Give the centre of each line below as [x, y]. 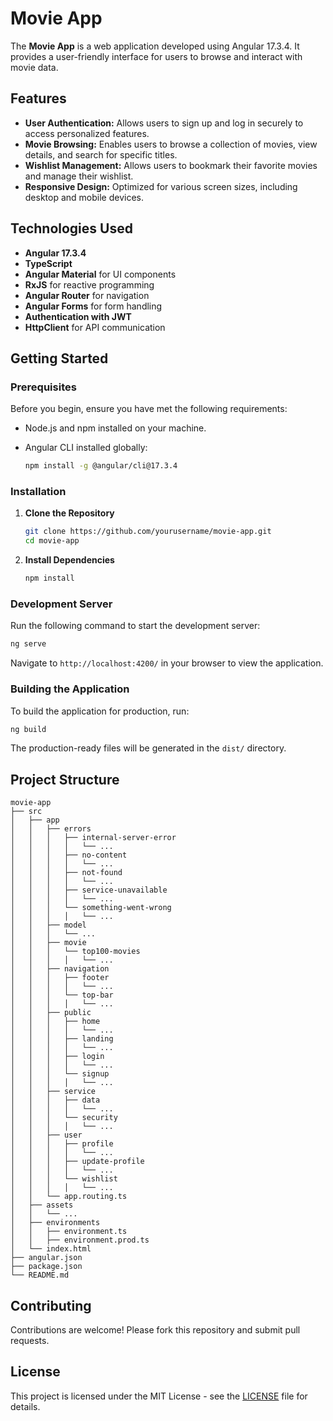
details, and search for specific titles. [101, 154]
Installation [38, 492]
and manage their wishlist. [79, 176]
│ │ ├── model [48, 925]
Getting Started [59, 358]
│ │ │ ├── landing [62, 1039]
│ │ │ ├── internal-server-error [93, 838]
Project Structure [65, 779]
